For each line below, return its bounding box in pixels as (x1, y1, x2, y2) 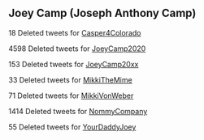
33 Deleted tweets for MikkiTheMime (8, 74, 132, 84)
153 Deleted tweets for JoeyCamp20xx (8, 59, 139, 69)
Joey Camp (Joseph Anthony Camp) (8, 6, 197, 20)
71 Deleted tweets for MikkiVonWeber (8, 91, 134, 100)
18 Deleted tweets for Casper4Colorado (8, 28, 141, 37)
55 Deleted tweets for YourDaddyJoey (8, 121, 137, 132)
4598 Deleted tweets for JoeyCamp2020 (8, 44, 146, 53)
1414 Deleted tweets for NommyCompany (8, 106, 148, 116)
